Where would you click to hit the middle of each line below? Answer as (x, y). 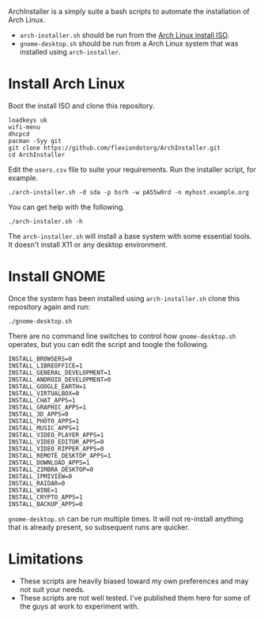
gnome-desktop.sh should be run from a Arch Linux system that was (129, 43)
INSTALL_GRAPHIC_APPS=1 (47, 407)
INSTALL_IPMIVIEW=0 (40, 476)
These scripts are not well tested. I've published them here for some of (135, 598)
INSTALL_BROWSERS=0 (40, 359)
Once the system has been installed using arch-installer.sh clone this (124, 298)
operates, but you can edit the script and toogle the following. (109, 344)
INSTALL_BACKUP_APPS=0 (45, 504)
